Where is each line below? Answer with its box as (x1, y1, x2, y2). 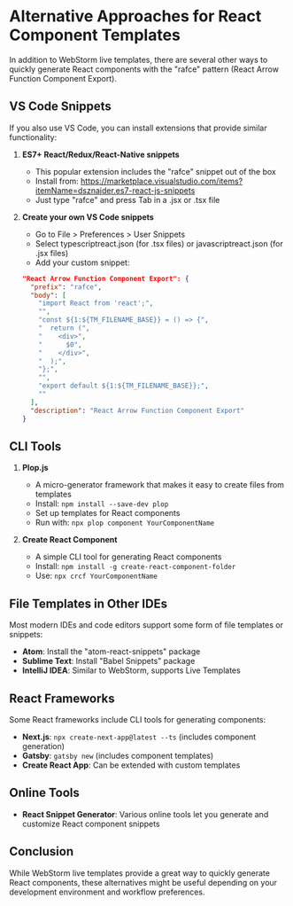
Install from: (35, 176, 80, 186)
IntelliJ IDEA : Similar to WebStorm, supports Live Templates (21, 665, 241, 676)
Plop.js (21, 463, 49, 473)
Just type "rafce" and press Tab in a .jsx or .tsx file (35, 194, 220, 205)
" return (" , (38, 324, 90, 332)
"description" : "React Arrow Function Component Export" (30, 406, 245, 415)
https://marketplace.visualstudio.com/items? (81, 176, 243, 186)
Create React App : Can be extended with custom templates (21, 760, 241, 770)
